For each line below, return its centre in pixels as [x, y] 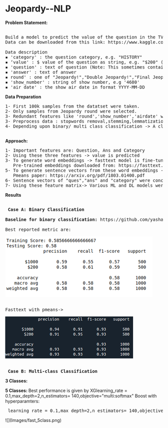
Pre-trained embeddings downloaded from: [65, 165]
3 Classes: [16, 380]
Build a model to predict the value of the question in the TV [84, 37]
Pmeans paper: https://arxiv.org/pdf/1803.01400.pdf [79, 175]
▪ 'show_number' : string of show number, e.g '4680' [72, 82]
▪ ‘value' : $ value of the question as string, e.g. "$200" [82, 62]
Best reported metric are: [38, 229]
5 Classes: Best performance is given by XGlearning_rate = [66, 390]
